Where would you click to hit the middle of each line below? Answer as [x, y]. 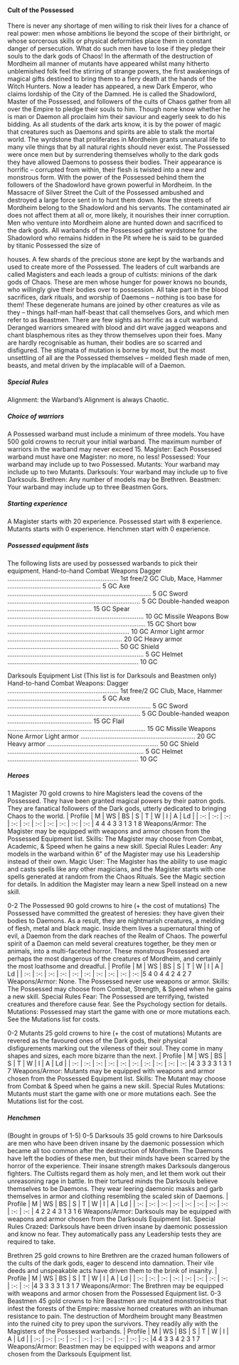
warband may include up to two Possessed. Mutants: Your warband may [114, 464]
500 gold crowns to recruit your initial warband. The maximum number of [115, 441]
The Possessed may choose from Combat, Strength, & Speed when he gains [119, 989]
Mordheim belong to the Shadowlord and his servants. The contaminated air [119, 208]
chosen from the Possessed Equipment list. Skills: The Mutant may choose [117, 1079]
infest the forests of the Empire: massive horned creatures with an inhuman [118, 1309]
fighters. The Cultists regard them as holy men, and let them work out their [117, 1174]
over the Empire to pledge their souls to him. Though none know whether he [119, 109]
